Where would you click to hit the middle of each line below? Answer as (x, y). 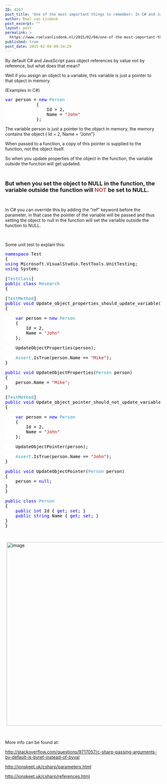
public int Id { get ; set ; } (51, 511)
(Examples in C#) (23, 90)
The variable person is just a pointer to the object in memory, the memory (80, 128)
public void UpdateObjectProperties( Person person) (69, 372)
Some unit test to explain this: (35, 245)
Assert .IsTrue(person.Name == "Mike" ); (64, 358)
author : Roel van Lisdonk (32, 19)
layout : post (18, 28)
